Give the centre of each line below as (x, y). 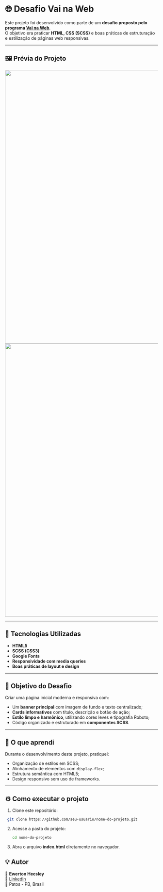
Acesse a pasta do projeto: (39, 828)
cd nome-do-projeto (32, 837)
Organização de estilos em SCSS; (46, 763)
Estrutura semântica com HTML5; (46, 774)
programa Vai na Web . (28, 28)
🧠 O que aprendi (30, 742)
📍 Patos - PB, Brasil (24, 884)
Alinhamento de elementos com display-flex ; (58, 769)
